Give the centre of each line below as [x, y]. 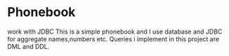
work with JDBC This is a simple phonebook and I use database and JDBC [115, 31]
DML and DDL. [28, 46]
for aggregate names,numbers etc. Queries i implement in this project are [113, 38]
